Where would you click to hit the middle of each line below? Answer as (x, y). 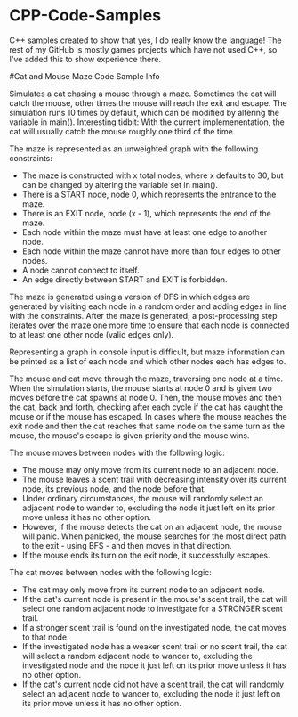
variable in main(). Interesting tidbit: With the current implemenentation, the (147, 122)
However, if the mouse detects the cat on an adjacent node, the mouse (152, 526)
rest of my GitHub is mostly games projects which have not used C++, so (143, 49)
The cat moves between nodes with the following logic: (110, 572)
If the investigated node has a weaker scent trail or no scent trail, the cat (154, 646)
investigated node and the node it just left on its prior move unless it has (154, 665)
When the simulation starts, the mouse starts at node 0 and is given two (141, 387)
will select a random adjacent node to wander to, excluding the (137, 656)
